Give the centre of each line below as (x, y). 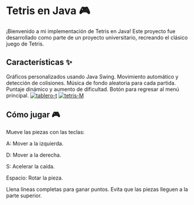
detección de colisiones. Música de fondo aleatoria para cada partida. (91, 83)
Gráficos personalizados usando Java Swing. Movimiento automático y (92, 76)
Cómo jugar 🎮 (33, 115)
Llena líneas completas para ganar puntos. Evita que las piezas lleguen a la (97, 189)
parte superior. (24, 196)
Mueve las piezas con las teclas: (45, 132)
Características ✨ (39, 62)
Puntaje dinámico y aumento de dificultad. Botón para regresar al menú (93, 89)
